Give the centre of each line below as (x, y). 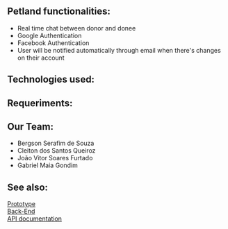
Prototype (22, 204)
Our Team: (31, 127)
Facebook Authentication (53, 43)
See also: (28, 187)
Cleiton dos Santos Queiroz (56, 151)
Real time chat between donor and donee (76, 28)
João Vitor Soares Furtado (55, 158)
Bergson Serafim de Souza (56, 143)
